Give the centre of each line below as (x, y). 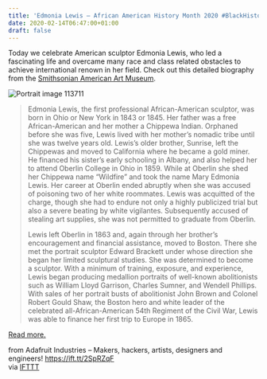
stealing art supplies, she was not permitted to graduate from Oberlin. (142, 219)
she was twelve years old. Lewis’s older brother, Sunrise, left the (133, 143)
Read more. (27, 334)
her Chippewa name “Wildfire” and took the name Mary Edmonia (133, 177)
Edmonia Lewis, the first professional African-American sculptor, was (141, 109)
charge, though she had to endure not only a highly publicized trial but (143, 202)
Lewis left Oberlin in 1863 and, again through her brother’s (123, 235)
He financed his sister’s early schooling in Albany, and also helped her (142, 160)
